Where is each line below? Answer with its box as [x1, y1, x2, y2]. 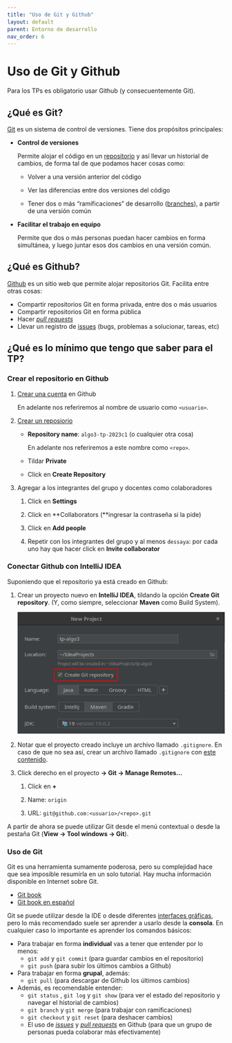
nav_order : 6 [7, 33, 45, 40]
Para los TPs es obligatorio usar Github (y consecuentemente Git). [7, 87, 195, 95]
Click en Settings [27, 497, 77, 505]
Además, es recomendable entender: [17, 983, 123, 992]
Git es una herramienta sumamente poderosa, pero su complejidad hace [7, 862, 213, 871]
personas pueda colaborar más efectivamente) [27, 1028, 161, 1036]
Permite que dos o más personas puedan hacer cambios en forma [17, 234, 206, 242]
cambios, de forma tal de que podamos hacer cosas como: [17, 159, 185, 167]
